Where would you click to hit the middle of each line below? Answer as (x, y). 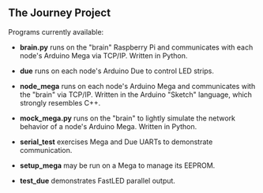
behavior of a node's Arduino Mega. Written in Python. (108, 126)
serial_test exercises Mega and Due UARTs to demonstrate (116, 142)
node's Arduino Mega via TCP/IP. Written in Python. (103, 55)
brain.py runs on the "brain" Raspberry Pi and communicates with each (136, 47)
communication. (46, 150)
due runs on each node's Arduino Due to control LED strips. (117, 71)
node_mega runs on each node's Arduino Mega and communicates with (137, 86)
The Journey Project (60, 13)
